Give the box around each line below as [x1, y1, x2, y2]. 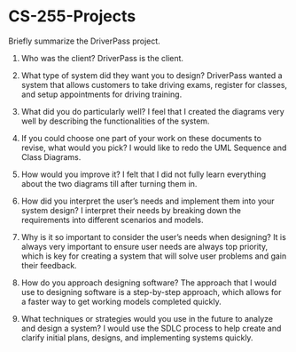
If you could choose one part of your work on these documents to [20, 132, 262, 143]
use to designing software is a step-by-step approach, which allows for [20, 286, 282, 297]
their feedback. [20, 260, 77, 270]
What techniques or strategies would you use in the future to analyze [20, 313, 274, 324]
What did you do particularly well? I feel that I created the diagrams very [20, 106, 284, 116]
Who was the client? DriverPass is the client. [20, 52, 183, 63]
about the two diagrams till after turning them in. [20, 178, 198, 188]
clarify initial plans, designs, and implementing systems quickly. [20, 332, 253, 343]
